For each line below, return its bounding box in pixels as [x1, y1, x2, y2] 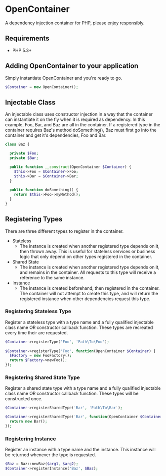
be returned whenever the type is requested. [5, 452, 96, 458]
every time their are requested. [5, 329, 68, 335]
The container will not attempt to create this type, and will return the [19, 290, 158, 296]
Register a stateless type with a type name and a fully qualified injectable [5, 319, 154, 325]
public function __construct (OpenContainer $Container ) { [9, 164, 132, 169]
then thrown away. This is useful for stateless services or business [19, 248, 156, 254]
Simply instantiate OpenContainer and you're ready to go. [5, 75, 123, 81]
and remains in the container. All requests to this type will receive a [19, 269, 156, 275]
